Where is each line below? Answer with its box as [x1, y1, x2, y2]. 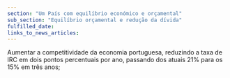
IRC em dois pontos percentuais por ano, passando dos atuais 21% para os [7, 56, 223, 64]
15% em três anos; [7, 63, 61, 71]
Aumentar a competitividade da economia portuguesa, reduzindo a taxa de [7, 48, 223, 57]
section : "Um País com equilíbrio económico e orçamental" [7, 10, 183, 17]
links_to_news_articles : [7, 29, 79, 37]
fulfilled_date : [7, 23, 54, 30]
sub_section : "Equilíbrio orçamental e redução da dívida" [7, 17, 183, 23]
